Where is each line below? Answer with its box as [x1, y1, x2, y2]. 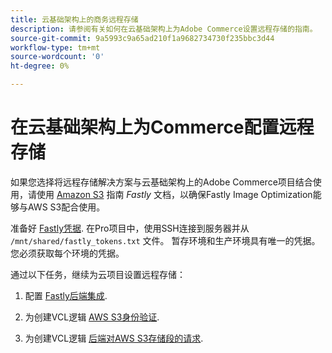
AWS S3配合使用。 [27, 201, 106, 213]
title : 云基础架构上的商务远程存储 [10, 14, 139, 25]
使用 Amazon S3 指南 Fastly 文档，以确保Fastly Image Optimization [36, 188, 313, 200]
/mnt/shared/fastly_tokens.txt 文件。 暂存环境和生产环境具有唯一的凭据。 [10, 234, 321, 246]
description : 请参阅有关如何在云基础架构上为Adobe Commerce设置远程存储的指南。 [10, 24, 318, 34]
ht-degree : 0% [10, 61, 70, 71]
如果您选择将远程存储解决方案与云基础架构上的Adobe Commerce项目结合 [10, 176, 313, 188]
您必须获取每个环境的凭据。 [10, 247, 125, 259]
